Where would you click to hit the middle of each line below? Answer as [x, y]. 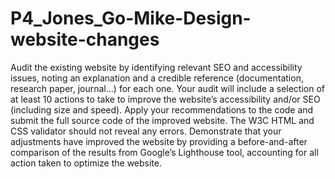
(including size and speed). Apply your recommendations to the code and [162, 109]
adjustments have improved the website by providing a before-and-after [159, 141]
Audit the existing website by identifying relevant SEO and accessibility [156, 67]
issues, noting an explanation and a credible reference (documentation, [157, 78]
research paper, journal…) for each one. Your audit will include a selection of [167, 88]
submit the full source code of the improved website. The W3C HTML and [162, 120]
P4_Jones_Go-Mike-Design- [131, 18]
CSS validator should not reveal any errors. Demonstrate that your [146, 131]
